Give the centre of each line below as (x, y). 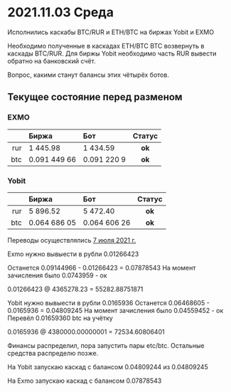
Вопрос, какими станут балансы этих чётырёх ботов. (88, 75)
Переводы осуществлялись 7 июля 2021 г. (72, 240)
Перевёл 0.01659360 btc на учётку (60, 318)
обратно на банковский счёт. (52, 60)
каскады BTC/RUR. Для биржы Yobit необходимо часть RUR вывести (112, 53)
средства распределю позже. (53, 353)
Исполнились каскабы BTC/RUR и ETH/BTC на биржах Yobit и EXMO (111, 32)
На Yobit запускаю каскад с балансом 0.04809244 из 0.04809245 (108, 366)
